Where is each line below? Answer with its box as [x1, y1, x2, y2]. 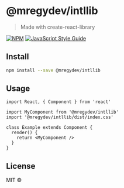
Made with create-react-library [20, 23, 95, 30]
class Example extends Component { [6, 125, 93, 131]
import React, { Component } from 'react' [6, 99, 111, 105]
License [6, 161, 36, 171]
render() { [11, 130, 38, 136]
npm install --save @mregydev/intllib [6, 67, 101, 73]
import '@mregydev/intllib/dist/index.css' [6, 114, 114, 121]
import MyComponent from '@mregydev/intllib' [6, 110, 119, 115]
